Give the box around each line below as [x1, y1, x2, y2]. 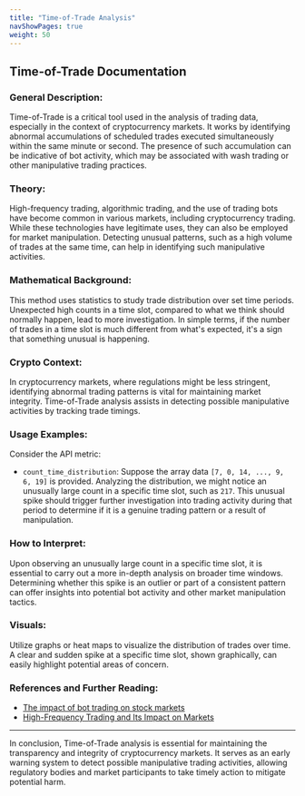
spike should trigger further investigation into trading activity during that [22, 496, 292, 506]
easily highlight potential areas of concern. [9, 659, 170, 670]
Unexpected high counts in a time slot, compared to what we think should [9, 304, 285, 315]
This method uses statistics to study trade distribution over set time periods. [9, 294, 295, 305]
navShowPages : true [9, 22, 84, 31]
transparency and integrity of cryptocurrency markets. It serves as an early [9, 748, 290, 759]
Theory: [9, 182, 46, 195]
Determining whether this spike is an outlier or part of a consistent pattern [9, 577, 286, 588]
